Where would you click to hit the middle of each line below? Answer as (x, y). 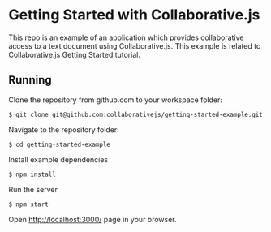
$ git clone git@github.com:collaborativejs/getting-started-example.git (136, 114)
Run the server (33, 189)
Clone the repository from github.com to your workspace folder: (116, 100)
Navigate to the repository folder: (64, 129)
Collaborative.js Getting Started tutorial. (74, 54)
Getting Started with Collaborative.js (134, 15)
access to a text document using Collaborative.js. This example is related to (135, 45)
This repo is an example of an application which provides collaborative (126, 37)
